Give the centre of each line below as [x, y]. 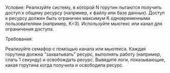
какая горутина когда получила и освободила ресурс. [65, 65]
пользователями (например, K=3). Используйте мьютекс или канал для [84, 23]
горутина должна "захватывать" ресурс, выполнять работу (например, [83, 54]
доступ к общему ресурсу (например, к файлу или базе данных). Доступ [85, 13]
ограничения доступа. [30, 29]
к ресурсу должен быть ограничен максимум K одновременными [78, 18]
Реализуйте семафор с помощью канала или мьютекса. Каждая [76, 49]
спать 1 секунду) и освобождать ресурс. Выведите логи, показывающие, [85, 60]
